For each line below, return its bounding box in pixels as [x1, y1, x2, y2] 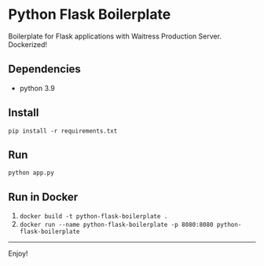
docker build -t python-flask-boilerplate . [19, 213, 168, 220]
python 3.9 [19, 83, 55, 93]
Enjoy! [8, 249, 29, 258]
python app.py [8, 169, 55, 177]
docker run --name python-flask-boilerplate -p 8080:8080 [19, 221, 214, 229]
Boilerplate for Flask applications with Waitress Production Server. [8, 31, 222, 41]
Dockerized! [8, 39, 48, 49]
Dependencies [8, 63, 81, 76]
